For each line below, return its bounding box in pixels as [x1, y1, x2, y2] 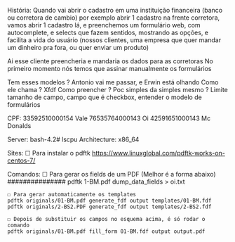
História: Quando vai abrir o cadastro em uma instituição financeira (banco [7, 6, 223, 14]
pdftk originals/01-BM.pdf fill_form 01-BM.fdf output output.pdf [7, 228, 206, 235]
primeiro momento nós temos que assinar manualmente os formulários [7, 65, 212, 72]
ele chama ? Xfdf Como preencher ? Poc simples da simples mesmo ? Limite [7, 86, 228, 94]
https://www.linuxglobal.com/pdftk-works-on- [92, 149, 226, 157]
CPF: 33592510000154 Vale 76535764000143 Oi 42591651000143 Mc [7, 114, 211, 122]
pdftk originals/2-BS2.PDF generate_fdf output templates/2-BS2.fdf [7, 203, 212, 210]
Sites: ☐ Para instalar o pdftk [7, 149, 91, 157]
